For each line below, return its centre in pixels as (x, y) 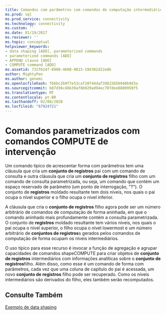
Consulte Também (34, 295)
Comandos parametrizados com (72, 131)
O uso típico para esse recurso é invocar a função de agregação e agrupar (81, 248)
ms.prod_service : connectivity (37, 19)
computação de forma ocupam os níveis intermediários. (62, 238)
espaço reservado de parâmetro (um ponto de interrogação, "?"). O (74, 187)
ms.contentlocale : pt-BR (31, 97)
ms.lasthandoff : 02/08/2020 (34, 102)
